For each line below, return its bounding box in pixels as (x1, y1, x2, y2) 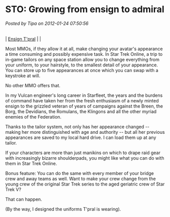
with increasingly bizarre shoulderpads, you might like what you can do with (5, 155, 164, 161)
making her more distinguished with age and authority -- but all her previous (5, 129, 165, 135)
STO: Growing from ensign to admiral (5, 4, 165, 15)
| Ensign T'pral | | (5, 35, 42, 42)
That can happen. (5, 196, 42, 202)
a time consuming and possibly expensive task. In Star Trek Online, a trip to (5, 51, 163, 57)
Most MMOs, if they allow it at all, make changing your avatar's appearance (5, 46, 163, 52)
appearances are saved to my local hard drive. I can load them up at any (5, 134, 156, 140)
